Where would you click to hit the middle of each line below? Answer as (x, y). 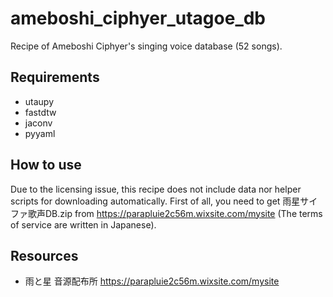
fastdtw (40, 112)
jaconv (38, 123)
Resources (44, 255)
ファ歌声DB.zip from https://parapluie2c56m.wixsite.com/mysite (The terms (166, 213)
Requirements (55, 77)
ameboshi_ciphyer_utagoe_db (138, 18)
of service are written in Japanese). (83, 224)
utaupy (39, 101)
